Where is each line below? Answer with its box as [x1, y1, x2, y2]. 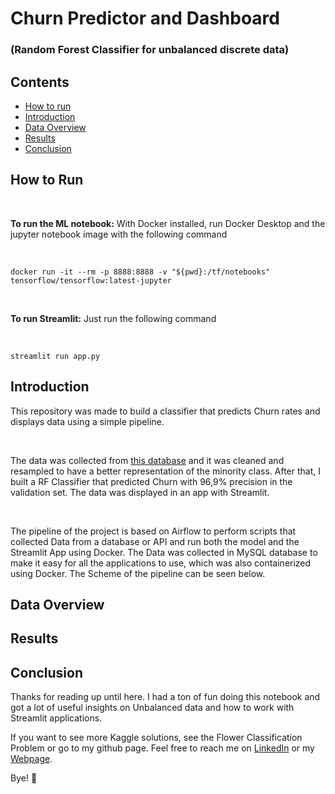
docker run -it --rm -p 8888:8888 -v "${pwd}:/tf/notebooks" [10, 267, 271, 277]
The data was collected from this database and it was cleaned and [10, 454, 285, 466]
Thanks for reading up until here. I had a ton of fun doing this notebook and [10, 691, 321, 703]
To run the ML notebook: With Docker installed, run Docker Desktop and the [10, 217, 326, 229]
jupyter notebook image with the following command [10, 228, 228, 240]
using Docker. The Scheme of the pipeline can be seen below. [10, 567, 266, 579]
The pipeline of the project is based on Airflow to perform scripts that [10, 525, 297, 537]
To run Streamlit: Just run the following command [10, 312, 217, 324]
